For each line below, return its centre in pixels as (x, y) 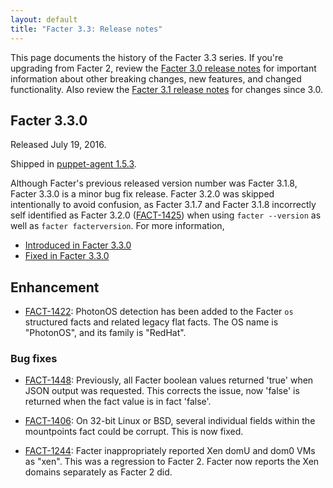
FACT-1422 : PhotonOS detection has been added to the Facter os (159, 312)
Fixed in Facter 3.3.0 (67, 256)
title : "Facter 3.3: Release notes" (86, 29)
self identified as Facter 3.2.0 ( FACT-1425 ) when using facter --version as (166, 215)
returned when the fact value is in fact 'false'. (118, 402)
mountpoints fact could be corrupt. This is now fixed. (134, 432)
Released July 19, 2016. (58, 145)
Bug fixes (34, 359)
